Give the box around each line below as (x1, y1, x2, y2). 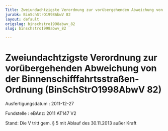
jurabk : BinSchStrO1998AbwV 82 (5, 12, 71, 17)
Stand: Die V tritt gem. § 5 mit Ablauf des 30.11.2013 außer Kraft (5, 120, 137, 126)
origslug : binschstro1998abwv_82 (5, 21, 75, 27)
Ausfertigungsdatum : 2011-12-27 (5, 101, 74, 107)
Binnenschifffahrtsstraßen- (22, 73, 139, 85)
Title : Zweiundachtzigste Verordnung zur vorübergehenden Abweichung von (5, 7, 163, 13)
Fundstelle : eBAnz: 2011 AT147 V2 (5, 110, 76, 116)
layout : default (5, 17, 39, 22)
